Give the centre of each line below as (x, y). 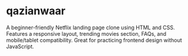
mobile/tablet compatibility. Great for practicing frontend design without (94, 40)
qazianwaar (36, 11)
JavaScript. (20, 46)
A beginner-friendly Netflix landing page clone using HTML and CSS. (91, 27)
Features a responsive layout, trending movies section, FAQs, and (86, 33)
